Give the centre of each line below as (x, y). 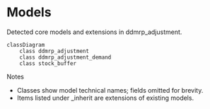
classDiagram (26, 45)
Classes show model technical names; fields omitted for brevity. (110, 90)
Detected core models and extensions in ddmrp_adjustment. (94, 32)
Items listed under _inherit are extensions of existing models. (105, 98)
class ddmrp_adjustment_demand (65, 57)
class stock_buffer (48, 63)
